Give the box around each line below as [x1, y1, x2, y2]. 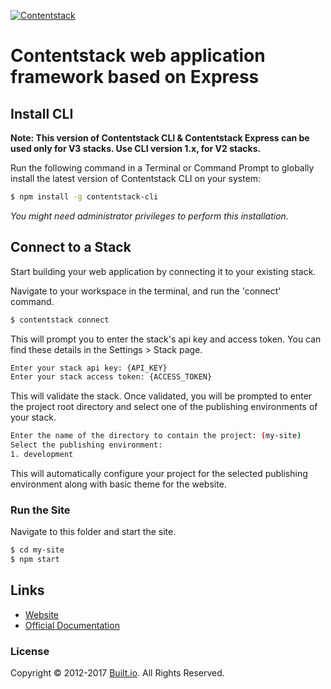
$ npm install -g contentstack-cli [10, 192, 159, 202]
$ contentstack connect [10, 315, 110, 325]
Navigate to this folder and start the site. [10, 526, 177, 538]
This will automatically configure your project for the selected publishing [10, 467, 308, 479]
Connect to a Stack [10, 239, 132, 256]
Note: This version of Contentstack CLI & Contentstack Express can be [10, 132, 310, 144]
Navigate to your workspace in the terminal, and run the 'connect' [10, 285, 282, 297]
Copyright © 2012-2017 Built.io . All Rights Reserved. [10, 667, 225, 679]
